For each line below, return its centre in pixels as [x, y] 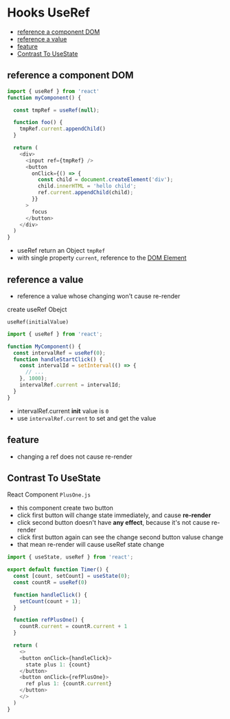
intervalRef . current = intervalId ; [70, 385]
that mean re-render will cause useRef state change [91, 545]
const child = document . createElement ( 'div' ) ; [105, 180]
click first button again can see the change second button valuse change [120, 537]
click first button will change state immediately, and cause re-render [114, 515]
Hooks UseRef [49, 13]
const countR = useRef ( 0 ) [50, 582]
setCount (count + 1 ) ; [50, 601]
